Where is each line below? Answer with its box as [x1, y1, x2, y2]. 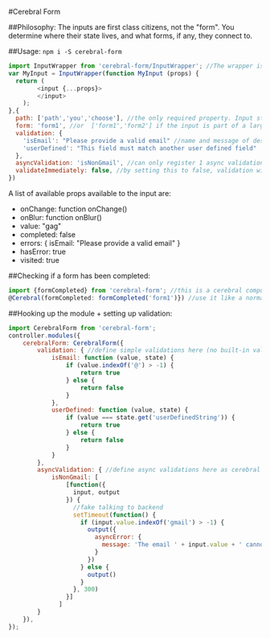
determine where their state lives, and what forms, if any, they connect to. [8, 31, 253, 40]
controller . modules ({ [8, 331, 81, 340]
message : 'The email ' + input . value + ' [101, 541, 243, 549]
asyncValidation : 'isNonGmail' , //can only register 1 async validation [15, 159, 264, 167]
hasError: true [19, 247, 67, 256]
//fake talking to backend [72, 503, 163, 511]
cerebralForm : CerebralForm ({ [22, 339, 125, 347]
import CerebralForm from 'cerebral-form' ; [8, 324, 157, 332]
